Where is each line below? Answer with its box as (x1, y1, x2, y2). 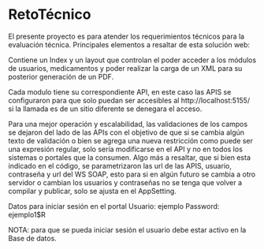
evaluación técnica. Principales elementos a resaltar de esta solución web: (8, 39, 251, 49)
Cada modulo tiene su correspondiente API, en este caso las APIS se (8, 87, 232, 96)
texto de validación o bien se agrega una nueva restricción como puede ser (8, 136, 254, 145)
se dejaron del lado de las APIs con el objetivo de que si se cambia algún (8, 128, 245, 137)
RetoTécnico (8, 6, 92, 24)
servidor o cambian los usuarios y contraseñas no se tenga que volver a (8, 177, 243, 187)
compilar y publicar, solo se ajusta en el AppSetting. (8, 186, 177, 195)
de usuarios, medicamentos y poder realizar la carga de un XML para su (8, 63, 243, 72)
